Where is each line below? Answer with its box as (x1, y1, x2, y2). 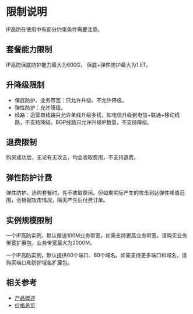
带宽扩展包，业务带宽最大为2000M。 (6, 239, 95, 246)
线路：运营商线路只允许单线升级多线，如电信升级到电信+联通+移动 (14, 111, 175, 118)
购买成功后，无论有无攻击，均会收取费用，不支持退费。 (6, 154, 139, 161)
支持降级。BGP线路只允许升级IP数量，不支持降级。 (30, 118, 153, 126)
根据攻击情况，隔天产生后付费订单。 (21, 196, 108, 203)
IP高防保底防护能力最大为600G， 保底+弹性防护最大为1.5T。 (6, 61, 152, 68)
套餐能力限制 (6, 44, 52, 54)
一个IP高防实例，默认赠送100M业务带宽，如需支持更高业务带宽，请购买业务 (6, 232, 188, 239)
